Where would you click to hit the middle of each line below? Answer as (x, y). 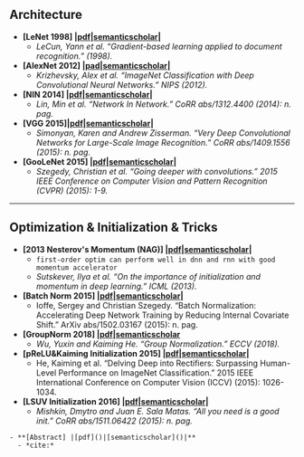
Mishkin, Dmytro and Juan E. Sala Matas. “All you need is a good (157, 411)
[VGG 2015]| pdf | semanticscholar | (88, 123)
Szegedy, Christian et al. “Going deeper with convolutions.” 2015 (157, 171)
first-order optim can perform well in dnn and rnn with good (156, 260)
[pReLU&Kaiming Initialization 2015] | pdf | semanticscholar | (136, 353)
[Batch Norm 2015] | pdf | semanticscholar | (103, 295)
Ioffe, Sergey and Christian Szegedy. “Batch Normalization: (146, 305)
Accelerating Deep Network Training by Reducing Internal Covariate (162, 315)
